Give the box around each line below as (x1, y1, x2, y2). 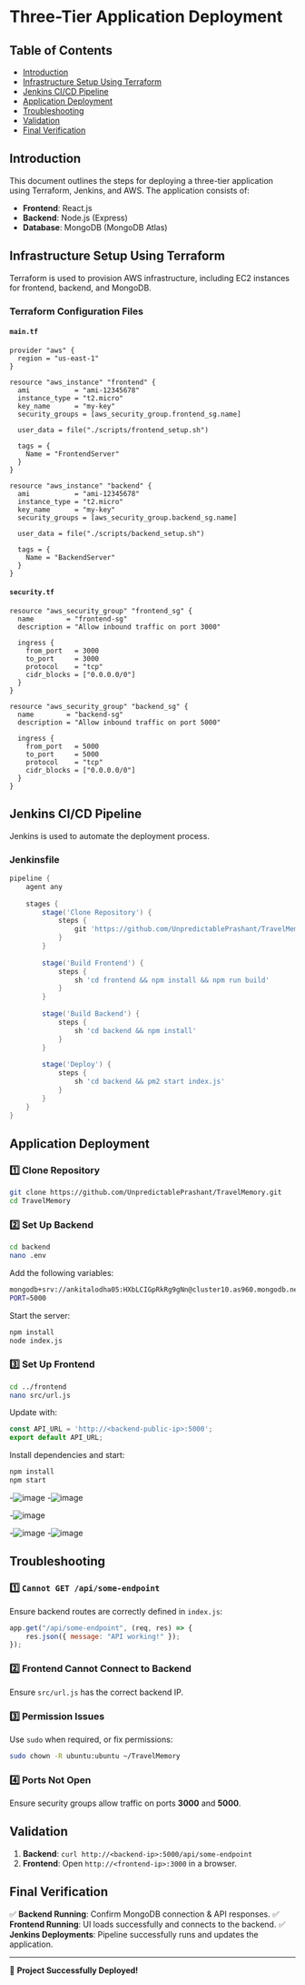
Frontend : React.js (22, 202, 93, 213)
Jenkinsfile (9, 853, 61, 866)
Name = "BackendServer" (25, 552, 116, 562)
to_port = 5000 (25, 749, 100, 759)
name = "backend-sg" (17, 710, 124, 719)
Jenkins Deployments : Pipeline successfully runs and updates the (9, 1929, 259, 1939)
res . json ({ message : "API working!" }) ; (25, 1632, 181, 1641)
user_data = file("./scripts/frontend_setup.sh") (17, 425, 209, 434)
